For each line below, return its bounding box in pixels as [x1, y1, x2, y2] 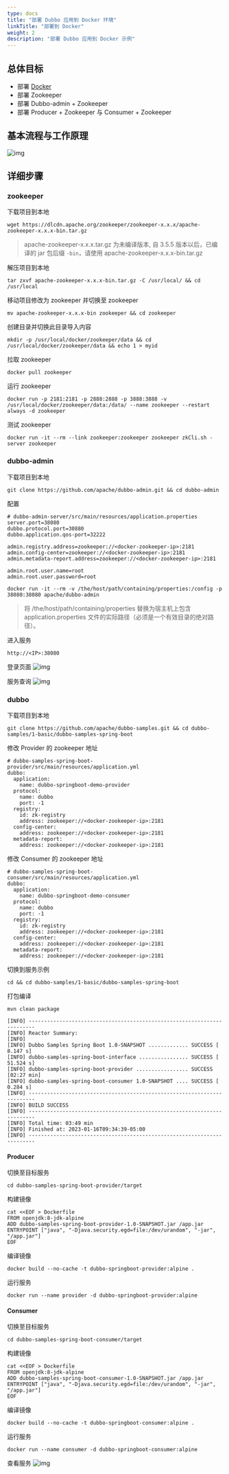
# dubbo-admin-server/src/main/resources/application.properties [7, 513, 197, 520]
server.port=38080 [7, 519, 60, 526]
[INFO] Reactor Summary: [7, 1030, 78, 1037]
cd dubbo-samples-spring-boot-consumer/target [7, 1337, 143, 1343]
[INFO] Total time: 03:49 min [7, 1120, 94, 1127]
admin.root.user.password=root [7, 573, 97, 580]
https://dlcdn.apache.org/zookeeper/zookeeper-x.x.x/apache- [22, 221, 201, 229]
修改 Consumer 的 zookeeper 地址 [7, 854, 104, 863]
